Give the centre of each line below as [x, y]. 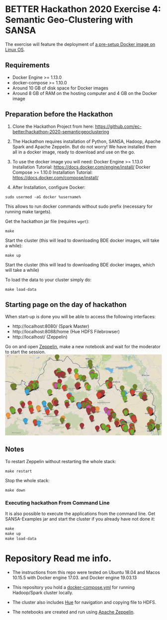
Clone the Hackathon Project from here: [53, 126]
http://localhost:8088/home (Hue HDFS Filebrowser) [66, 332]
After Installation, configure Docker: [49, 187]
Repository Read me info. [58, 559]
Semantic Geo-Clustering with [69, 20]
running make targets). [29, 211]
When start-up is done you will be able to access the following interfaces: [81, 317]
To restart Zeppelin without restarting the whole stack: [61, 461]
